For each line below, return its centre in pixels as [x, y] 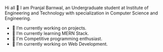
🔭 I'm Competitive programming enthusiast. [57, 38]
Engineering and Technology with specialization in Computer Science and [82, 13]
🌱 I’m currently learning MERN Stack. [50, 33]
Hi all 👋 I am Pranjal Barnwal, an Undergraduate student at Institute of [77, 8]
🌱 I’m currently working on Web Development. [60, 44]
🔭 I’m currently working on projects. [49, 28]
